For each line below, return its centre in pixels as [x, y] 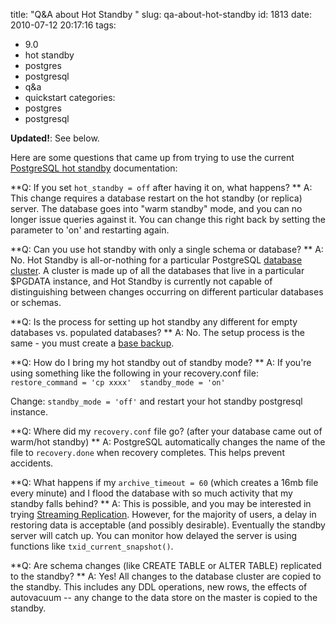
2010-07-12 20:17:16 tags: [63, 25]
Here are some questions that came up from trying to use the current [152, 157]
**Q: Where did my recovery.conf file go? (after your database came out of [166, 431]
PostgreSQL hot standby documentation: [94, 168]
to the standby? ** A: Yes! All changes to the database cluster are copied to [166, 576]
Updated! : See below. [55, 138]
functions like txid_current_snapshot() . [92, 546]
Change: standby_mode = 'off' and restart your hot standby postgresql [156, 401]
